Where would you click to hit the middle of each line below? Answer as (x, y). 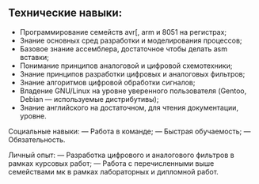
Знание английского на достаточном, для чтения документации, (129, 107)
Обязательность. (37, 139)
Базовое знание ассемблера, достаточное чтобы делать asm (124, 49)
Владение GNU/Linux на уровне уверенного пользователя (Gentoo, (133, 91)
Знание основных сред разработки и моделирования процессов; (131, 40)
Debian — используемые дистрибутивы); (89, 99)
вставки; (34, 57)
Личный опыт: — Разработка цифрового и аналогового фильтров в (122, 155)
